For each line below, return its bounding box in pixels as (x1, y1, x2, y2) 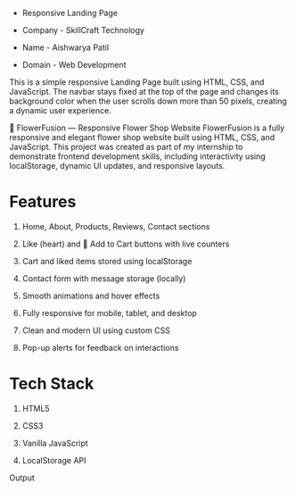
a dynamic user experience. (9, 105, 111, 115)
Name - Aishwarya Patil (21, 42, 110, 53)
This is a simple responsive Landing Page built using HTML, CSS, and (9, 77, 265, 88)
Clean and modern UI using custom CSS (21, 325, 171, 336)
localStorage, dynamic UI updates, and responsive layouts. (9, 161, 226, 171)
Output (9, 472, 35, 483)
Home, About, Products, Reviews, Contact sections (21, 221, 210, 231)
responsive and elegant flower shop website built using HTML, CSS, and (9, 132, 275, 142)
